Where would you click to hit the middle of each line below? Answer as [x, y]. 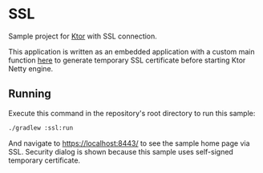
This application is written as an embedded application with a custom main [131, 51]
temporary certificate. [45, 160]
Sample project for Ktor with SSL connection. [83, 36]
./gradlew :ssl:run [41, 128]
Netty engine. [31, 68]
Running [30, 94]
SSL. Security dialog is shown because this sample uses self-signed [121, 151]
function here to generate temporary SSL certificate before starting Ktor [127, 60]
